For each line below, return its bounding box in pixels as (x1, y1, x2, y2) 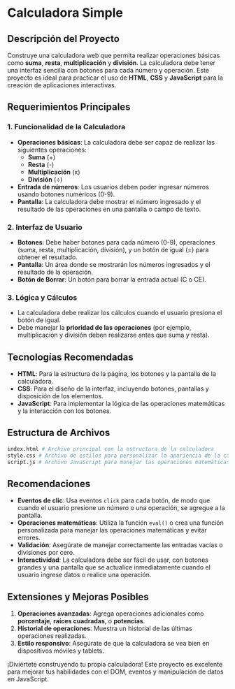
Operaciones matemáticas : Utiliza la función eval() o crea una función (17, 518, 224, 527)
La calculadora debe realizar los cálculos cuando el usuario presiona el (17, 309, 222, 317)
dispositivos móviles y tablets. (17, 646, 105, 655)
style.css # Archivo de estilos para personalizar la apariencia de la (7, 452, 220, 459)
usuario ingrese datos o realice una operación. (17, 571, 152, 579)
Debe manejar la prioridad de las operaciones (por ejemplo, (17, 324, 192, 332)
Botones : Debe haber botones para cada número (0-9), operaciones (17, 238, 215, 246)
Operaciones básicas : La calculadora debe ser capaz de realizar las (17, 138, 215, 146)
